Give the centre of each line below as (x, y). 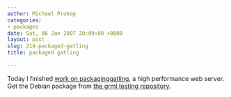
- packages (23, 27)
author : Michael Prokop (42, 14)
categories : (24, 20)
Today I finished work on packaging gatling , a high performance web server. (116, 78)
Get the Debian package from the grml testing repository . (89, 86)
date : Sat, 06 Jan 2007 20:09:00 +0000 (65, 33)
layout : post (26, 40)
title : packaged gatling (43, 53)
